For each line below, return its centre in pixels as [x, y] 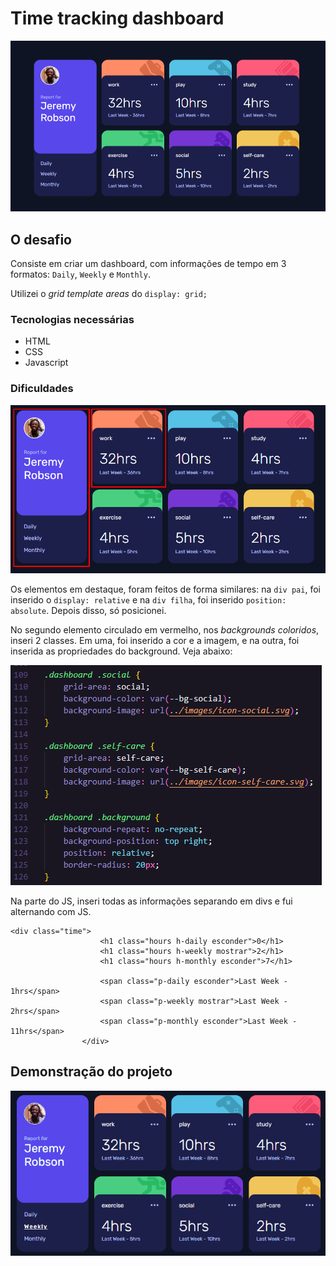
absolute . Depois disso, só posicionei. [88, 610]
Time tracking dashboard [117, 18]
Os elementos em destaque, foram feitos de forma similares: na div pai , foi [165, 589]
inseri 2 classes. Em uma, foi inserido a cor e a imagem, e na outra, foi [155, 640]
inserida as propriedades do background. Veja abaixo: [121, 651]
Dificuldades [42, 389]
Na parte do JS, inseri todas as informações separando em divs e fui [151, 901]
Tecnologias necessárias [72, 319]
